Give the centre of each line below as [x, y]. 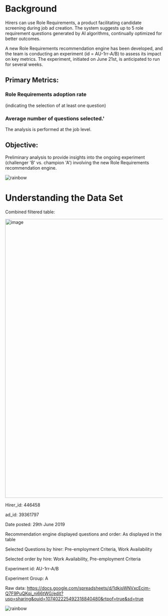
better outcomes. [23, 39]
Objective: [22, 145]
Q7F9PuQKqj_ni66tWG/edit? [34, 593]
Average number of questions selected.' [55, 118]
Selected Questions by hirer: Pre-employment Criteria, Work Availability [79, 549]
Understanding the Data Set [64, 198]
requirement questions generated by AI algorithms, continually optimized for [84, 33]
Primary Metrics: [32, 80]
